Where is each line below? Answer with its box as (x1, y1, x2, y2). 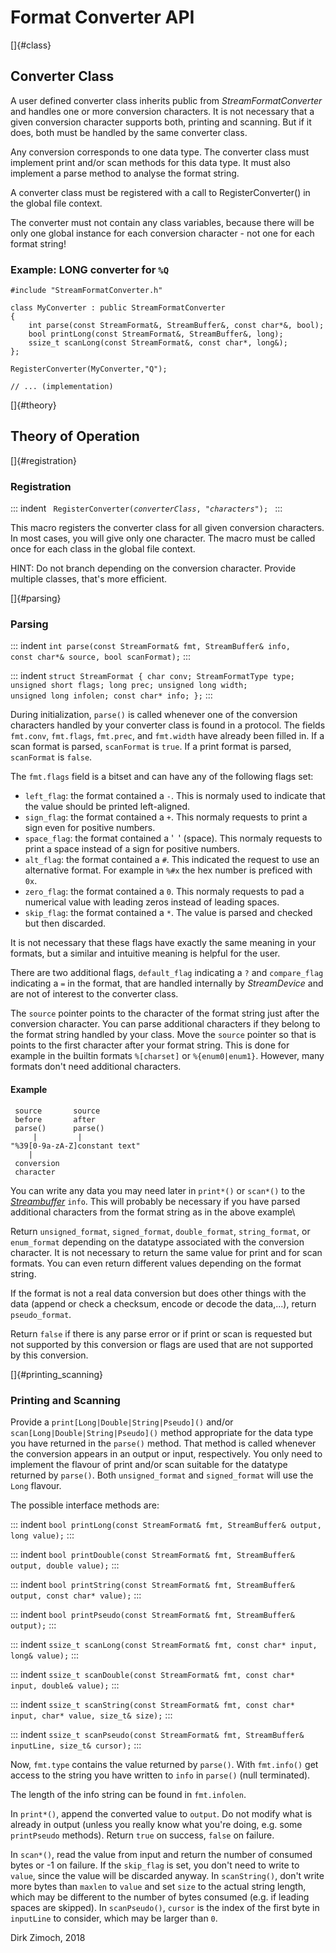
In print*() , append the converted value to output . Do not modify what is (10, 1807, 313, 1820)
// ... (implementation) (10, 382, 114, 392)
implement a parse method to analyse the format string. (10, 167, 240, 179)
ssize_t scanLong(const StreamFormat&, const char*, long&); (28, 338, 288, 348)
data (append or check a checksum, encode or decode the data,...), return (10, 1297, 317, 1310)
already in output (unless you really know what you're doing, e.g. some (10, 1818, 303, 1830)
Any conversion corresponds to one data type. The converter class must (10, 146, 310, 158)
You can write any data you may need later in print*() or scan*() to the (10, 1184, 306, 1196)
